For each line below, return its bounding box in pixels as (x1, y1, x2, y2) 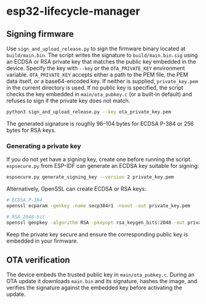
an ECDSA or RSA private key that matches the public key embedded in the (6, 58, 196, 65)
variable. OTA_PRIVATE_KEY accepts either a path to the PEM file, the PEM (6, 71, 188, 78)
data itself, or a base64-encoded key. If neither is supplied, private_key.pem (6, 78, 198, 85)
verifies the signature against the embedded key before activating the (6, 284, 183, 292)
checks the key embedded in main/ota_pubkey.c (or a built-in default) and (6, 91, 192, 97)
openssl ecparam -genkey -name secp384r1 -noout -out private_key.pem (6, 202, 191, 209)
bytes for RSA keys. (6, 126, 56, 134)
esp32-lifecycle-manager (6, 4, 140, 18)
